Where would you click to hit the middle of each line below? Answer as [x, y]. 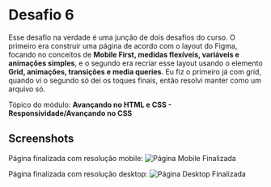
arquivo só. [27, 89]
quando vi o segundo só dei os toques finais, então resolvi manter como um [135, 80]
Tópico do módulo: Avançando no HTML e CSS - [90, 104]
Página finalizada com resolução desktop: [78, 174]
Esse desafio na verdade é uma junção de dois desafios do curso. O [122, 37]
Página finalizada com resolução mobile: [76, 158]
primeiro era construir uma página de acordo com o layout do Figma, [123, 45]
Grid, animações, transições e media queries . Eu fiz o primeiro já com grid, [135, 71]
